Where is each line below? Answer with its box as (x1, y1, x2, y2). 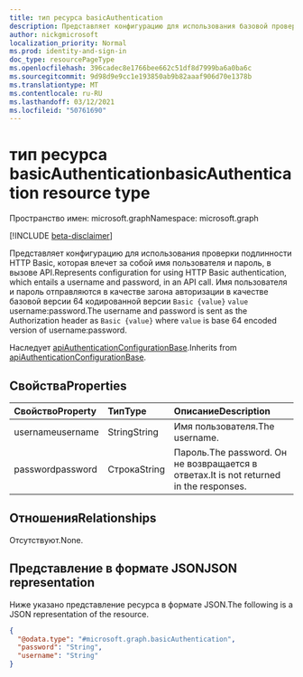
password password (14, 463, 97, 475)
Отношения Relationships (9, 511, 157, 526)
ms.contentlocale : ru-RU (9, 89, 103, 98)
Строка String (107, 463, 165, 475)
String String (107, 426, 160, 438)
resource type (42, 183, 151, 203)
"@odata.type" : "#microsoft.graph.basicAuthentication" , (17, 635, 236, 644)
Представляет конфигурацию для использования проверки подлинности (9, 248, 292, 259)
